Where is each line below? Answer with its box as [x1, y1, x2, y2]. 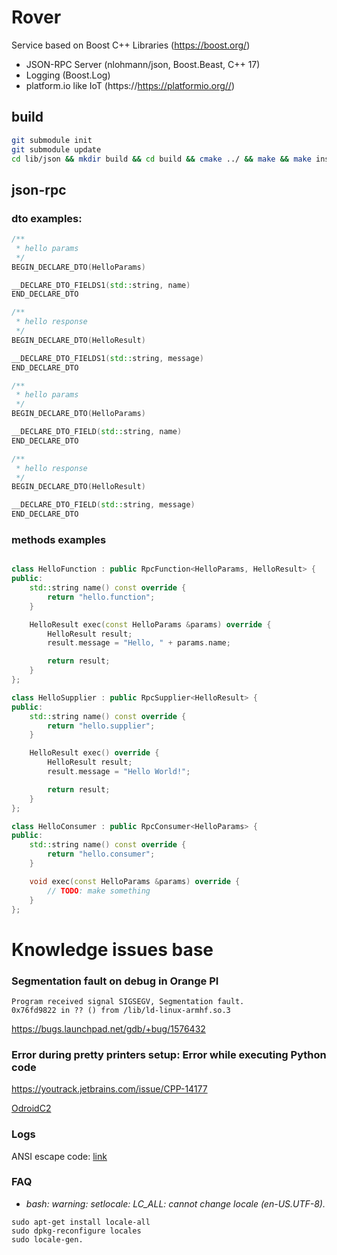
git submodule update [11, 144, 102, 155]
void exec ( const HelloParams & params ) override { [29, 876, 241, 886]
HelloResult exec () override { [29, 748, 160, 758]
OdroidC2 [11, 1102, 52, 1115]
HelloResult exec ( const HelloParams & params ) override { [29, 619, 272, 630]
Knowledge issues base [11, 938, 214, 961]
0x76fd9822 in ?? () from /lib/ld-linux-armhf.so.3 [11, 1005, 231, 1015]
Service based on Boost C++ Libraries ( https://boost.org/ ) [11, 39, 251, 51]
